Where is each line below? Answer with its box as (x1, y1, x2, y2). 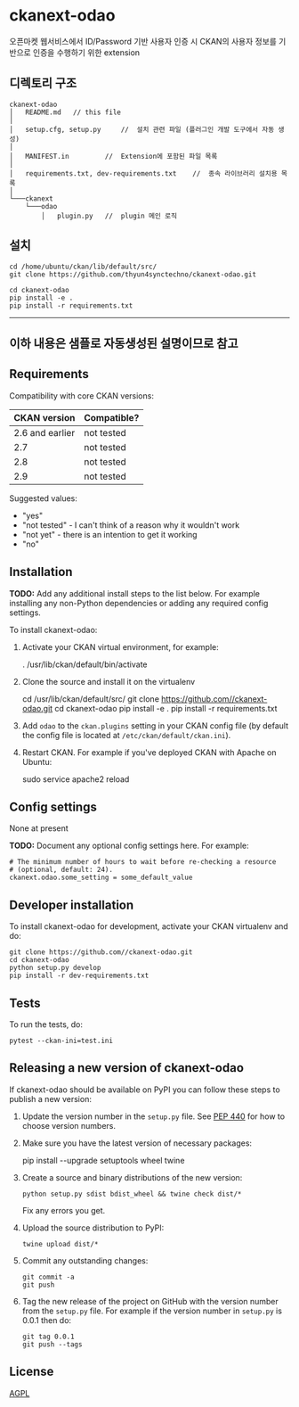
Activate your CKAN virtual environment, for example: (21, 641, 220, 652)
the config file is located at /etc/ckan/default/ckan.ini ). (21, 729, 231, 740)
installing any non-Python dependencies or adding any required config (9, 597, 269, 608)
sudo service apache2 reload (21, 773, 130, 785)
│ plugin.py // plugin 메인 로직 (41, 211, 178, 220)
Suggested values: (9, 492, 78, 504)
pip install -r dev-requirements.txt (9, 971, 149, 981)
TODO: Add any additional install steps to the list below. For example (9, 588, 261, 598)
